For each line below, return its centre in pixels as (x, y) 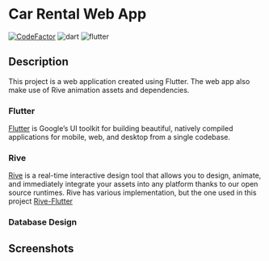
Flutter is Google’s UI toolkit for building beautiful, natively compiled (121, 128)
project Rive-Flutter (41, 201)
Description (38, 62)
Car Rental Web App (78, 14)
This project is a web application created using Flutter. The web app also (129, 81)
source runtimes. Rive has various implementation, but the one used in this (132, 193)
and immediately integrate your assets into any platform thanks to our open (133, 184)
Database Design (43, 222)
